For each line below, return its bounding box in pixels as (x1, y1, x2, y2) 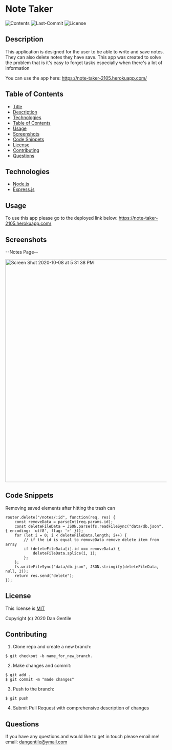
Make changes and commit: (12, 663, 72, 669)
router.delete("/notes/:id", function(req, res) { (5, 514, 116, 520)
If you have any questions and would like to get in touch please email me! (5, 734, 160, 740)
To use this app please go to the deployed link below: (5, 215, 118, 221)
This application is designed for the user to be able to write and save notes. (5, 48, 164, 54)
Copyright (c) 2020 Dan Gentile (5, 615, 72, 621)
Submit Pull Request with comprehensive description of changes (12, 705, 149, 711)
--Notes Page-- (5, 249, 38, 255)
